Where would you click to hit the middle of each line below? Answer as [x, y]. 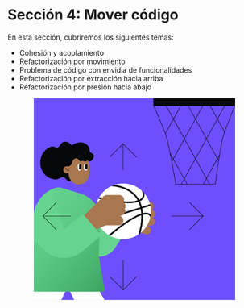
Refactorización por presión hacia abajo [85, 87]
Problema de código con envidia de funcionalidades [105, 69]
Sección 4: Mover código [93, 15]
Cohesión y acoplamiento [62, 52]
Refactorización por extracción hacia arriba [91, 78]
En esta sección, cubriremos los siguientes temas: [91, 37]
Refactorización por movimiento [72, 61]
